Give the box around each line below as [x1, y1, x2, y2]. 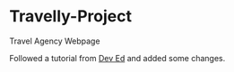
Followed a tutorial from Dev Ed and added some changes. [9, 52, 226, 63]
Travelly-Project [9, 6, 133, 27]
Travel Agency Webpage [9, 36, 100, 46]
